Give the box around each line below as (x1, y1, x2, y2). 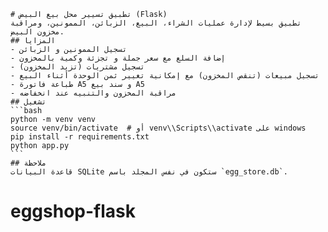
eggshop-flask (10, 200, 137, 223)
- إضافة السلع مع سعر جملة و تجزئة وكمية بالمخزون (10, 53, 226, 63)
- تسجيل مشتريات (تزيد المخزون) (10, 62, 145, 72)
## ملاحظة (10, 158, 47, 168)
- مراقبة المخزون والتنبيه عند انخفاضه (10, 88, 177, 98)
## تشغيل (10, 97, 47, 107)
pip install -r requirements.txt (10, 132, 150, 142)
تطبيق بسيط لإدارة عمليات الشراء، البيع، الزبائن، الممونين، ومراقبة (10, 18, 302, 28)
